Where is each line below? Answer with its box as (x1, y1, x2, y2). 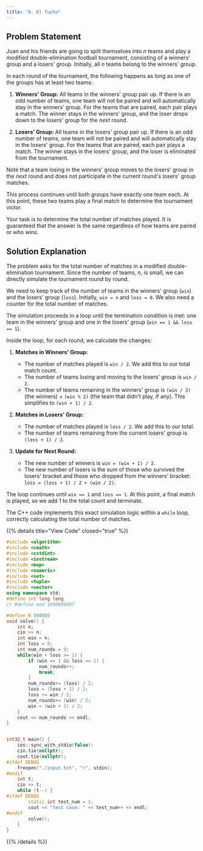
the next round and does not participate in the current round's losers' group (6, 173, 196, 180)
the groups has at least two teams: (6, 79, 93, 86)
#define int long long (6, 596, 64, 602)
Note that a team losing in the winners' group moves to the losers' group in (6, 166, 194, 174)
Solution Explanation (6, 246, 87, 257)
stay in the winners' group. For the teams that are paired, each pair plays (15, 104, 198, 111)
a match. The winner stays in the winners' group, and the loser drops (15, 110, 188, 118)
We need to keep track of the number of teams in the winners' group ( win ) (6, 287, 191, 294)
